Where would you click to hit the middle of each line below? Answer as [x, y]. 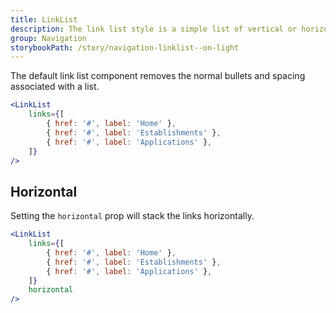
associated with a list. [55, 87]
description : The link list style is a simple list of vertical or [154, 29]
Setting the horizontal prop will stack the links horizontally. [132, 216]
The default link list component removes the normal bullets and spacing [158, 76]
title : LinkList [44, 19]
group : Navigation [48, 38]
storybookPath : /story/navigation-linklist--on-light [125, 47]
